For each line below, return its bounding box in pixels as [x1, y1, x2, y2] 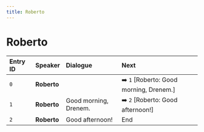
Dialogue [66, 61, 92, 69]
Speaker [35, 61, 61, 69]
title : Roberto [6, 9, 45, 15]
